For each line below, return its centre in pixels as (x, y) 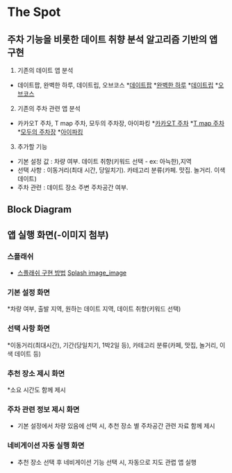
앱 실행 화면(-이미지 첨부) (58, 235)
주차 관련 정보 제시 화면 (43, 409)
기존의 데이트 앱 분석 (45, 70)
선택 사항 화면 (29, 329)
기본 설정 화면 (29, 292)
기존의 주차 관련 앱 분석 (49, 109)
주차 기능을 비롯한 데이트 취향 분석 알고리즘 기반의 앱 (113, 39)
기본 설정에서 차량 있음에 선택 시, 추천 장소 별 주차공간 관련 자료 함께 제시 (116, 426)
